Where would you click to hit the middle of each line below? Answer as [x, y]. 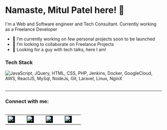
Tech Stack [19, 62]
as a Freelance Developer [31, 29]
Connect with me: [27, 102]
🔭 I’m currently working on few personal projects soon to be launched [84, 39]
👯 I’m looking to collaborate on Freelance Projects [63, 44]
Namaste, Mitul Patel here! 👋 [65, 10]
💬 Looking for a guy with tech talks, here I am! [59, 49]
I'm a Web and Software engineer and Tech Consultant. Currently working [81, 24]
